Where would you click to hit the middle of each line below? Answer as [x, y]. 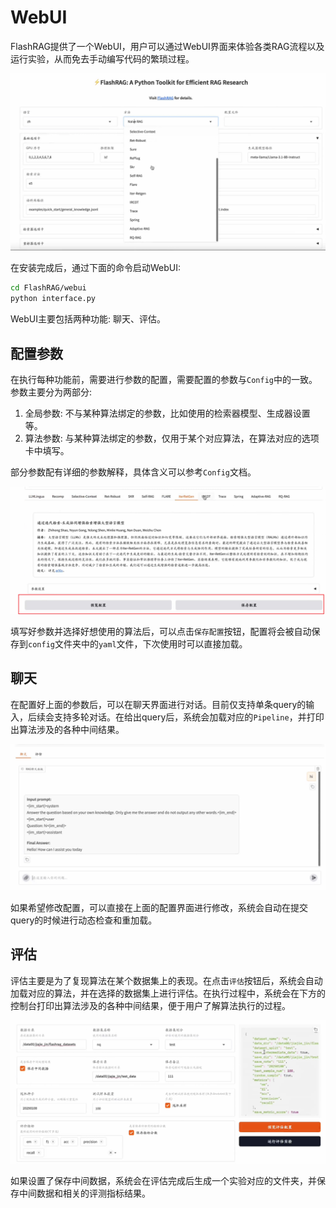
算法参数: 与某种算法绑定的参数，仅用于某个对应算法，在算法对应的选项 [172, 438]
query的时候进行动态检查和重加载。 [84, 920]
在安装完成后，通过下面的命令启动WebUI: [96, 268]
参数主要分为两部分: [51, 392]
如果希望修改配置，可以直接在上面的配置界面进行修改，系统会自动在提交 [159, 907]
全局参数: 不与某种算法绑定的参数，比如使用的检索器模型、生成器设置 [167, 413]
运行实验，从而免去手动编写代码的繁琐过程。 [102, 58]
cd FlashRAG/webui [48, 288]
